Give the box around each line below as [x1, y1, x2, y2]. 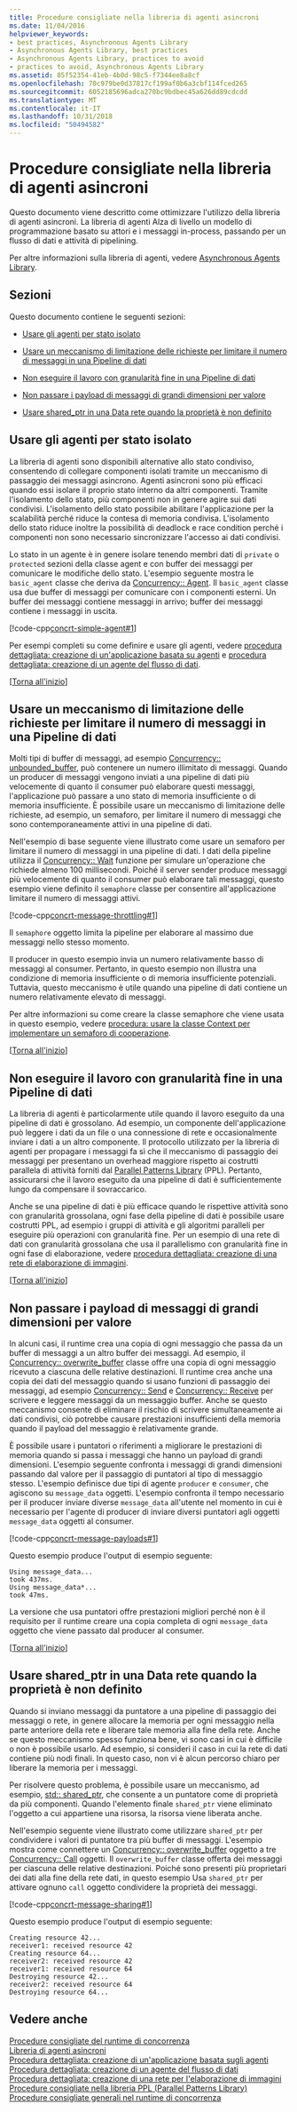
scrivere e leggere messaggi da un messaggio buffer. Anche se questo [9, 1395, 268, 1405]
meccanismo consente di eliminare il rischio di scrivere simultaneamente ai [9, 1405, 284, 1415]
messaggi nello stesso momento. [9, 936, 130, 947]
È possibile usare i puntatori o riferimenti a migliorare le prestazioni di [9, 1440, 262, 1451]
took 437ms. [9, 1575, 53, 1584]
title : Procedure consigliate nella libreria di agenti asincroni [9, 12, 260, 22]
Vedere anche [9, 2012, 89, 2027]
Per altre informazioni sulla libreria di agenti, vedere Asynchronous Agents [9, 252, 281, 263]
